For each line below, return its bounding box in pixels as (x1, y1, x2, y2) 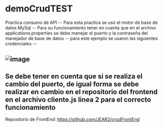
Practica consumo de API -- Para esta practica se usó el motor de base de (5, 19, 158, 25)
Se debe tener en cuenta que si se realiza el (5, 72, 143, 80)
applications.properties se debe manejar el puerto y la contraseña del (5, 30, 148, 36)
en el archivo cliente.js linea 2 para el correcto (5, 95, 151, 104)
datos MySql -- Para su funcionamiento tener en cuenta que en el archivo (5, 24, 157, 30)
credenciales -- (5, 40, 37, 46)
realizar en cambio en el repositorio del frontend (5, 88, 158, 96)
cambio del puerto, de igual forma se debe (5, 80, 139, 88)
